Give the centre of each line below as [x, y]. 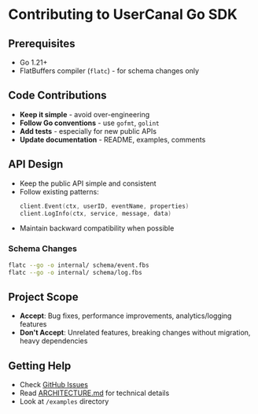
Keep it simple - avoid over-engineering [85, 114]
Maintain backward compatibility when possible [97, 228]
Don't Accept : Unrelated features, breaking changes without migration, [135, 333]
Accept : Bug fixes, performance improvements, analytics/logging [125, 316]
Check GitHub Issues [54, 385]
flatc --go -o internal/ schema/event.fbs [79, 265]
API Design [36, 164]
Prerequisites [42, 44]
